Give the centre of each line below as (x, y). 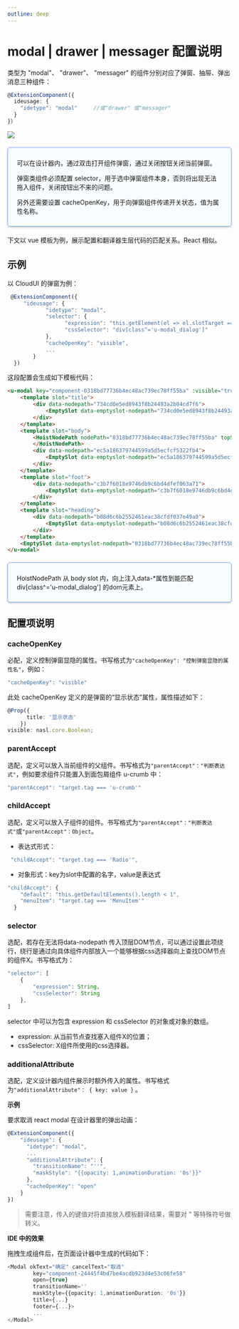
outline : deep (28, 14)
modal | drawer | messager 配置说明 (115, 51)
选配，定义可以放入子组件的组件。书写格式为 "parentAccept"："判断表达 (110, 822)
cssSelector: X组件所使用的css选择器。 (75, 1045)
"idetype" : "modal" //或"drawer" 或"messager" (96, 108)
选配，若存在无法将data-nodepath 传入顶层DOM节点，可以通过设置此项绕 (116, 942)
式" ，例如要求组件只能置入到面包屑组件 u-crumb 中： (85, 774)
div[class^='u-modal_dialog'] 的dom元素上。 (82, 587)
